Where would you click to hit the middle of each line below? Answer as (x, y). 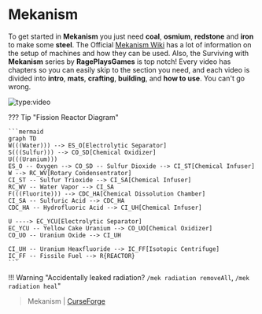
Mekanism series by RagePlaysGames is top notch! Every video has (120, 62)
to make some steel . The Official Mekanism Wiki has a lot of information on (130, 44)
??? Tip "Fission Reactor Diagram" (64, 117)
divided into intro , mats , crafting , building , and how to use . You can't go (127, 78)
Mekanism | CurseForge (66, 301)
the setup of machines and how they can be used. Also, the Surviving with (129, 53)
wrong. (20, 86)
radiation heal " (35, 286)
